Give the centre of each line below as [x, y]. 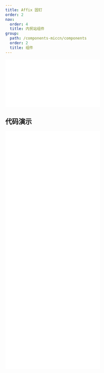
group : [12, 33]
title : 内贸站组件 [27, 29]
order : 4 [19, 24]
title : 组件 [22, 48]
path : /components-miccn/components [48, 39]
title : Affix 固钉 [24, 10]
